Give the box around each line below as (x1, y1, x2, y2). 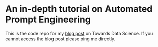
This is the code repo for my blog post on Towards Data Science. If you (5, 30, 153, 36)
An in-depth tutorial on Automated (5, 3, 153, 15)
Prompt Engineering (5, 14, 91, 25)
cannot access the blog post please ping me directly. (5, 36, 116, 42)
